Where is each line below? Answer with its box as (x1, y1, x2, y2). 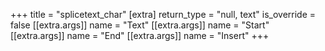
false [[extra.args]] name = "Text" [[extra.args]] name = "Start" (10, 19, 270, 31)
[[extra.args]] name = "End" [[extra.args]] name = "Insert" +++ (10, 30, 270, 41)
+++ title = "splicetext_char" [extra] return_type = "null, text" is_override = (10, 9, 317, 20)
